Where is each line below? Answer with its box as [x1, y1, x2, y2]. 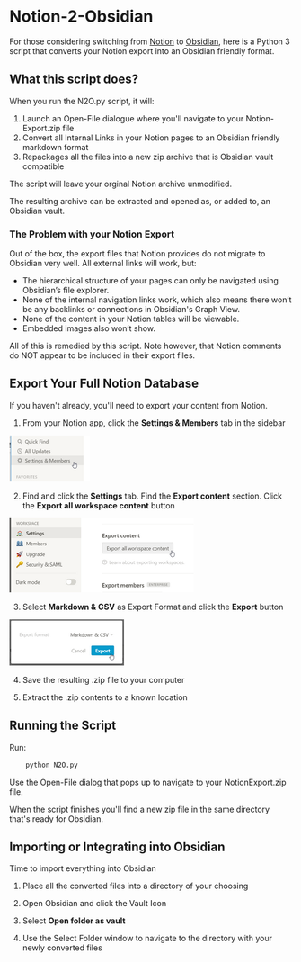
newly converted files [22, 942, 103, 953]
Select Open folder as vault [22, 915, 126, 926]
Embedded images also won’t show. [22, 323, 155, 334]
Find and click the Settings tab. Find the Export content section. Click [22, 490, 283, 501]
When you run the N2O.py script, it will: [9, 95, 155, 106]
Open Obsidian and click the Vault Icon [22, 898, 167, 909]
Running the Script [9, 718, 117, 733]
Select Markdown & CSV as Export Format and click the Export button [22, 601, 284, 612]
